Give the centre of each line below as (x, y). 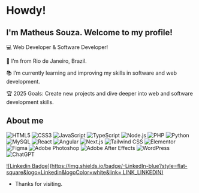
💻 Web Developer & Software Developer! (57, 47)
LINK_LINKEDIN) (143, 172)
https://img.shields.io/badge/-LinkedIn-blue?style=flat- (119, 166)
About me (25, 121)
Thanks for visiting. (39, 183)
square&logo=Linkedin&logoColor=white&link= (64, 172)
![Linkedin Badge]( (29, 166)
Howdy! (26, 10)
